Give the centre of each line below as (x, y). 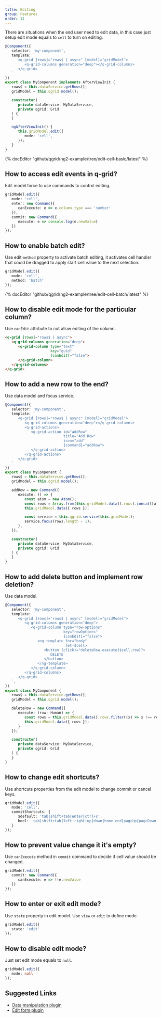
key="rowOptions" (81, 632)
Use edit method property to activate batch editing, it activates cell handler (78, 257)
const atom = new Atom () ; (50, 499)
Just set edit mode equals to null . (39, 960)
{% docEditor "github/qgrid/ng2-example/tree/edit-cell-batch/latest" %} (77, 294)
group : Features (21, 14)
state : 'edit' (26, 929)
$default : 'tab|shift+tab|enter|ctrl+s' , (60, 817)
